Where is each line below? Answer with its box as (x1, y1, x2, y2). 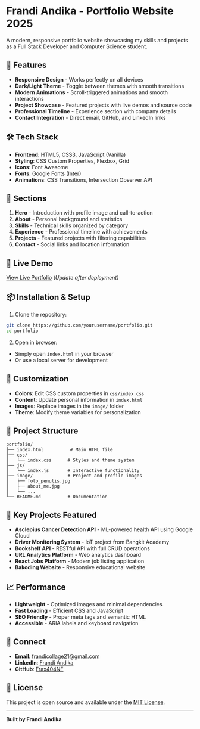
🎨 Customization (6, 374, 69, 384)
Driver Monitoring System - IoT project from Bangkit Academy (14, 538, 170, 546)
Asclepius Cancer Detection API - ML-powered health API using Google (14, 526, 193, 533)
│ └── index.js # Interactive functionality (6, 468, 140, 474)
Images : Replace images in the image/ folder (14, 402, 124, 410)
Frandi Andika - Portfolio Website (6, 4, 174, 18)
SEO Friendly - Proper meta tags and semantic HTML (14, 613, 146, 621)
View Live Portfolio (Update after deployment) (6, 274, 119, 281)
